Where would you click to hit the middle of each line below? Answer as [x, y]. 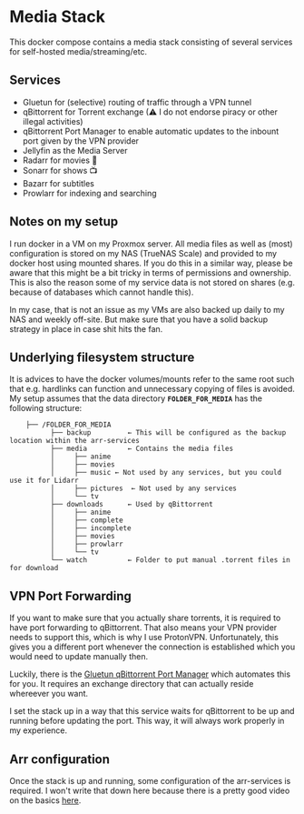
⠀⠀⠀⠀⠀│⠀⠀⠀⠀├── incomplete [78, 528]
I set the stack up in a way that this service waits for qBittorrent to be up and [152, 711]
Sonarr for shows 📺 [60, 170]
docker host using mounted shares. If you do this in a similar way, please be [151, 263]
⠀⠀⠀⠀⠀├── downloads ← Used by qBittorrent [119, 505]
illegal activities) [53, 121]
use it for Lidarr [44, 481]
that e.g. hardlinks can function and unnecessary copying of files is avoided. [152, 389]
